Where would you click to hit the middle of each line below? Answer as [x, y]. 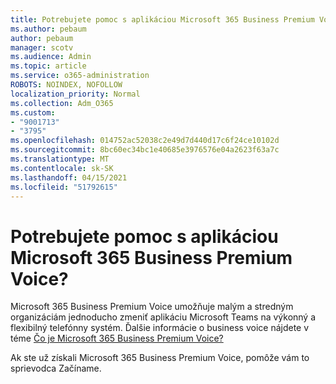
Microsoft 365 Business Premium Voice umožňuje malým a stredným [152, 307]
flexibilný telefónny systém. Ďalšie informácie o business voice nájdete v [160, 328]
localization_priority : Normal [75, 94]
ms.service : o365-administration [80, 76]
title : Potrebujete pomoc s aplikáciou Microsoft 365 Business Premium [162, 19]
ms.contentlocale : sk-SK [62, 168]
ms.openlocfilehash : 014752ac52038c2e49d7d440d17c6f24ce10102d [145, 141]
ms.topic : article [48, 66]
